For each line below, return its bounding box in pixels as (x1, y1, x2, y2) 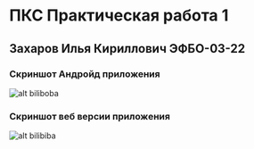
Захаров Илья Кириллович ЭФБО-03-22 (9, 41, 246, 56)
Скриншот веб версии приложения (9, 110, 171, 122)
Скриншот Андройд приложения (9, 68, 160, 80)
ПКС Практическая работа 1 (9, 5, 229, 26)
